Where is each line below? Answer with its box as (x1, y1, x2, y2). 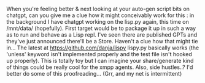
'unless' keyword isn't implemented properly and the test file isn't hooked (6, 51, 192, 57)
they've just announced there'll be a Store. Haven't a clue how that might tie (6, 38, 198, 45)
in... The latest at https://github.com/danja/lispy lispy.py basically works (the (6, 44, 199, 51)
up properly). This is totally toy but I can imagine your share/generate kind (6, 57, 194, 64)
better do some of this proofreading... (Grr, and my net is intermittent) (6, 70, 182, 77)
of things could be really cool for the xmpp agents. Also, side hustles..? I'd (6, 63, 193, 71)
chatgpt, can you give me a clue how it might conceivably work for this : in (6, 12, 195, 19)
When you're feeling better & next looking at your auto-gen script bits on (6, 5, 190, 12)
